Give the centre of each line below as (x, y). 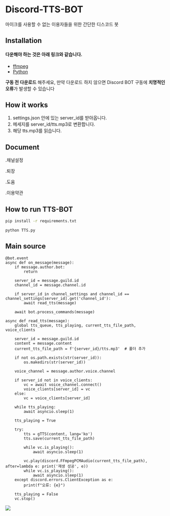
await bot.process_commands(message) (55, 312)
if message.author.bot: (40, 267)
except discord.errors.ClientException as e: (64, 480)
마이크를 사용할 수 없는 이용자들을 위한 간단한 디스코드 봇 (62, 24)
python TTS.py (20, 230)
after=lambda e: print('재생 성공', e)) (47, 466)
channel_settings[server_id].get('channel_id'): (58, 298)
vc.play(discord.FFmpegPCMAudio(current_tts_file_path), (86, 461)
